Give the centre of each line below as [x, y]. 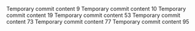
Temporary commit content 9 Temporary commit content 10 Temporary [96, 9]
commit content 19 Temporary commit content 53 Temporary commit [94, 15]
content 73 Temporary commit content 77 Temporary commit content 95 [98, 22]
